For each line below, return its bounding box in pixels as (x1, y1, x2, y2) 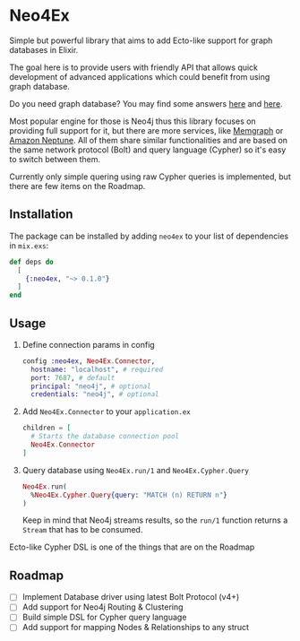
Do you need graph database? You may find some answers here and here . (9, 98, 284, 108)
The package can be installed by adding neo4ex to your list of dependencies (9, 230, 289, 241)
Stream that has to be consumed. (21, 524, 143, 535)
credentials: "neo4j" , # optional (30, 390, 159, 399)
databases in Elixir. (9, 44, 79, 55)
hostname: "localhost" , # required (30, 365, 164, 374)
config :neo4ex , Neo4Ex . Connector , (21, 356, 156, 366)
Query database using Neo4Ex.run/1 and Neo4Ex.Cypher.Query (21, 464, 249, 475)
